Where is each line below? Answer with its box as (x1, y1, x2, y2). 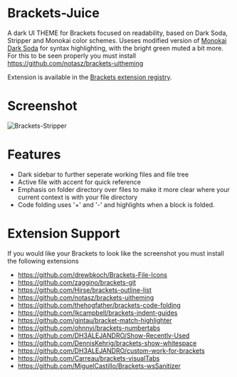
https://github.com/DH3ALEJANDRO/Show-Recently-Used (17, 331, 190, 340)
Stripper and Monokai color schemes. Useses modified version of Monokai (7, 36, 227, 44)
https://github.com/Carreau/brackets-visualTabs (17, 353, 160, 362)
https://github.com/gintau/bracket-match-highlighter (17, 316, 172, 324)
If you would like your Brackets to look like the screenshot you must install (7, 248, 224, 258)
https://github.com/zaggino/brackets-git (17, 278, 137, 286)
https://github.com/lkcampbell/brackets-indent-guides (17, 308, 178, 317)
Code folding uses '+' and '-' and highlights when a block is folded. (17, 200, 215, 208)
